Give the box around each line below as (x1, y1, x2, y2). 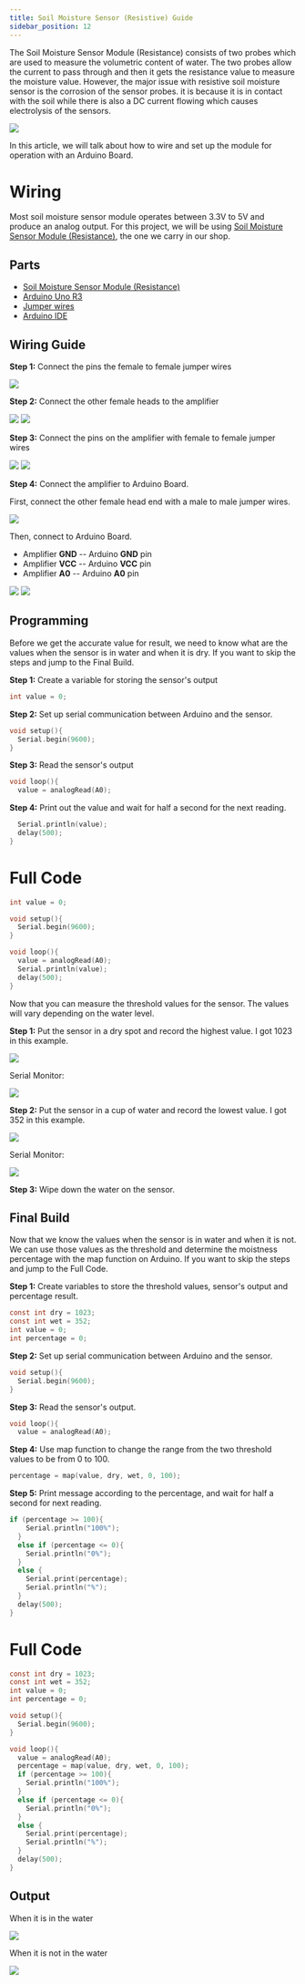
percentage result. (9, 1291, 79, 1302)
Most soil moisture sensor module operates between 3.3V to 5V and (9, 212, 265, 222)
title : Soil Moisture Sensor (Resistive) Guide (9, 13, 194, 23)
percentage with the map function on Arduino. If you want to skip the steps (9, 1254, 290, 1265)
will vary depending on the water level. (9, 1007, 155, 1018)
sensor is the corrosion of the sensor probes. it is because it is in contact (9, 86, 283, 97)
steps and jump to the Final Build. (9, 656, 135, 667)
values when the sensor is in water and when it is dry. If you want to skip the (9, 646, 296, 657)
